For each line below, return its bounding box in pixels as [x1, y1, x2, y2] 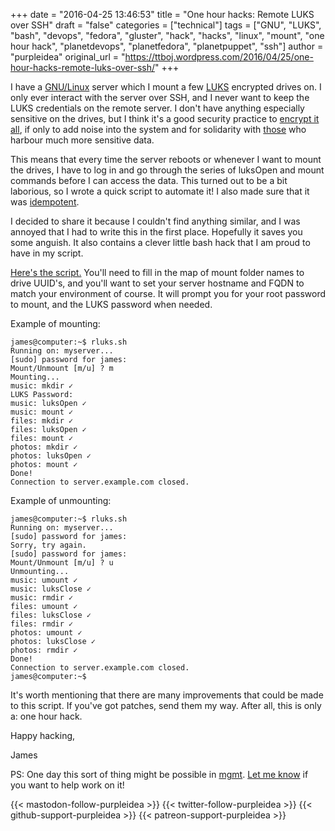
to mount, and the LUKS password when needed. [10, 299, 213, 310]
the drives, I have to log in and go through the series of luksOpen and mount [10, 164, 325, 176]
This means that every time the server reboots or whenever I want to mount [10, 154, 322, 165]
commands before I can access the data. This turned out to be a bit [10, 175, 288, 186]
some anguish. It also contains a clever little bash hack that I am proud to [10, 237, 311, 248]
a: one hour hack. [10, 710, 83, 722]
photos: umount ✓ [10, 628, 83, 638]
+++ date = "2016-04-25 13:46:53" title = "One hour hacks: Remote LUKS [10, 9, 315, 20]
